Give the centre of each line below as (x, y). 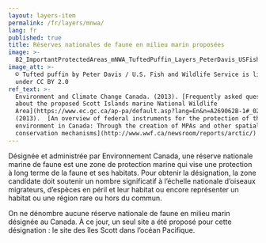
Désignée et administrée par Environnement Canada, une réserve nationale (131, 156)
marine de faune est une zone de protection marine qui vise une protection (130, 164)
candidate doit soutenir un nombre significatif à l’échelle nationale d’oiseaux (132, 181)
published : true (35, 38)
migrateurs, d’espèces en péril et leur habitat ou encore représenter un (123, 189)
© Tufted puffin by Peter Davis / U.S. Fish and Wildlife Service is (132, 74)
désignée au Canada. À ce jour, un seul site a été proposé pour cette (120, 222)
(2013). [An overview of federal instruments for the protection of (132, 119)
